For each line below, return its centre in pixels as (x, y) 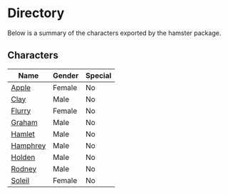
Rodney (24, 169)
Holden (23, 157)
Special (98, 75)
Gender (66, 75)
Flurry (21, 111)
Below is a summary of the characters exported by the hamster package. (114, 33)
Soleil (20, 180)
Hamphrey (28, 146)
